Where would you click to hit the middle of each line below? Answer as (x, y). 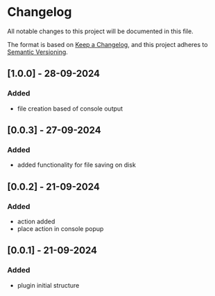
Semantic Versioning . (37, 52)
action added (36, 221)
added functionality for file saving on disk (77, 165)
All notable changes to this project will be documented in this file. (101, 31)
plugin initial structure (48, 285)
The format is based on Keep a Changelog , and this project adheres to (108, 44)
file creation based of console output (70, 109)
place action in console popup (60, 229)
